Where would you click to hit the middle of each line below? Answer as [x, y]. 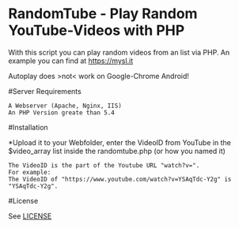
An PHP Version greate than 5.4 [61, 112]
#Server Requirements [45, 91]
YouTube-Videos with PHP [97, 30]
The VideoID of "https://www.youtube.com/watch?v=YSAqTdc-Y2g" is [120, 179]
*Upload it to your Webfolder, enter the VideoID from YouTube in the [119, 142]
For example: [30, 172]
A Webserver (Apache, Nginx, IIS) [65, 106]
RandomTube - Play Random [103, 14]
